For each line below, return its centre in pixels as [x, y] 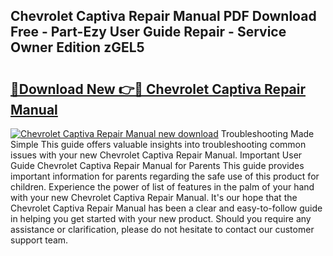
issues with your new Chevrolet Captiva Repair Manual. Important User [156, 155]
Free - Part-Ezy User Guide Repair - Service [148, 32]
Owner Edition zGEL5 [77, 47]
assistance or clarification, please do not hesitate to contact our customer [162, 229]
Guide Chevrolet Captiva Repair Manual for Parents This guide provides [157, 165]
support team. [39, 240]
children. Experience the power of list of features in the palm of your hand [162, 187]
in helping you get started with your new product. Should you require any [161, 218]
